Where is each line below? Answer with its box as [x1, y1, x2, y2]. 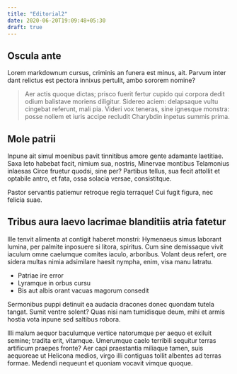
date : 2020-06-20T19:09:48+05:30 [7, 17, 106, 24]
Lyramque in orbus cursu [17, 278, 91, 287]
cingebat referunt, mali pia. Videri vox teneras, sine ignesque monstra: [24, 105, 230, 113]
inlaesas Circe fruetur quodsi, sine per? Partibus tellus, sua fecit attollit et [7, 167, 221, 175]
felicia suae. [7, 195, 42, 204]
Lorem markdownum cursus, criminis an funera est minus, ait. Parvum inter [7, 69, 226, 77]
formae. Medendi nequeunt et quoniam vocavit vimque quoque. [7, 358, 193, 367]
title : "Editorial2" [7, 10, 69, 18]
